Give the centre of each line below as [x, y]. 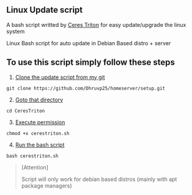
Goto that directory [39, 100]
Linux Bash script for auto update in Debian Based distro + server [89, 43]
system [16, 31]
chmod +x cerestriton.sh [38, 133]
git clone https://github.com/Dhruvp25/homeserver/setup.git [86, 88]
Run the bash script [40, 145]
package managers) [46, 185]
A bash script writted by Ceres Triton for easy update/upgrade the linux [96, 24]
